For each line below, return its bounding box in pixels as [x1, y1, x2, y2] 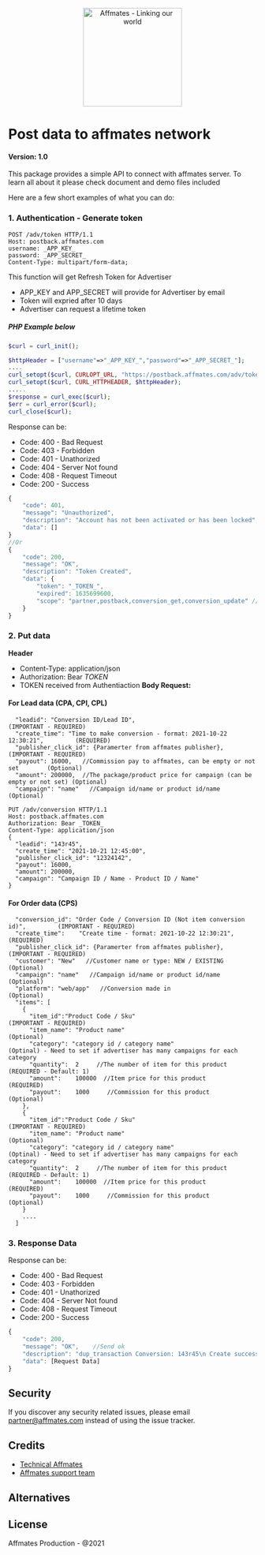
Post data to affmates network [8, 125, 211, 144]
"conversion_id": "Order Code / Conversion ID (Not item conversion [15, 916, 245, 924]
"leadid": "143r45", [15, 840, 83, 848]
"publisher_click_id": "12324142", [15, 854, 132, 862]
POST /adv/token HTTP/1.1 [8, 230, 93, 238]
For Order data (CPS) [8, 898, 78, 907]
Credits [8, 1438, 46, 1452]
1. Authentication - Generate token [8, 213, 144, 224]
